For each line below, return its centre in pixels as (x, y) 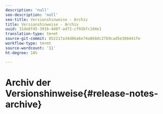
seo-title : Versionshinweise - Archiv (46, 19)
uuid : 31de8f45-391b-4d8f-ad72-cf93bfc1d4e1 (53, 29)
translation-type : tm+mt (32, 34)
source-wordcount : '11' (31, 48)
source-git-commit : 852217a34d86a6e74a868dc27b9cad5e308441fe (73, 39)
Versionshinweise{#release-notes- (82, 93)
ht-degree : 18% (21, 53)
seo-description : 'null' (32, 15)
